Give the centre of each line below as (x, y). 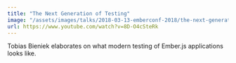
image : (17, 20)
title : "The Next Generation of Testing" (69, 13)
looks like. (22, 53)
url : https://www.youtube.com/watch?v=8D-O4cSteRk (83, 26)
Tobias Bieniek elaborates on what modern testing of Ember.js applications (115, 46)
